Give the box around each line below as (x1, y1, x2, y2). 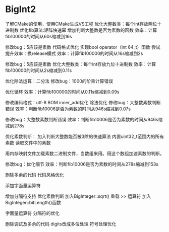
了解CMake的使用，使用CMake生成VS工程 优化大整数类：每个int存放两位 (5, 21, 157, 27)
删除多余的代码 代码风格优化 (5, 172, 64, 178)
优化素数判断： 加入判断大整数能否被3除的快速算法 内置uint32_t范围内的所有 (5, 133, 164, 139)
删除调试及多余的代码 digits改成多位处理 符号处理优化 (5, 220, 117, 227)
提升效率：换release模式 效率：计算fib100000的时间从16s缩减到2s (5, 50, 143, 56)
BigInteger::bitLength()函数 (5, 199, 62, 205)
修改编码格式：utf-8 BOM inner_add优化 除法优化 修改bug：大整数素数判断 (5, 99, 161, 105)
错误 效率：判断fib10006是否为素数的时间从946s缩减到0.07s (5, 106, 131, 112)
